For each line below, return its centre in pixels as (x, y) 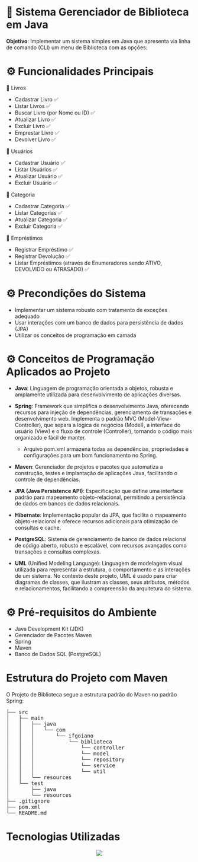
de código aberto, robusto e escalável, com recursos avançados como (101, 545)
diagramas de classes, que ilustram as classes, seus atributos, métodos (102, 582)
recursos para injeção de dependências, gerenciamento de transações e (103, 412)
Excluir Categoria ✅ (38, 226)
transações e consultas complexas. (58, 552)
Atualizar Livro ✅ (35, 119)
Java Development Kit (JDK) (49, 629)
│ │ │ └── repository (66, 759)
